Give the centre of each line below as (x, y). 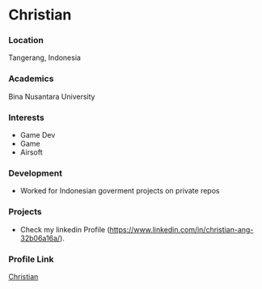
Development (36, 173)
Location (26, 40)
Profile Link (31, 259)
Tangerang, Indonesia (44, 57)
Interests (26, 117)
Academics (31, 79)
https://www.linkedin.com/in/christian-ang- (182, 229)
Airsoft (31, 152)
